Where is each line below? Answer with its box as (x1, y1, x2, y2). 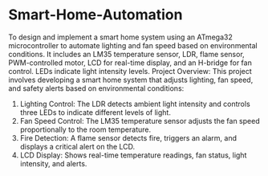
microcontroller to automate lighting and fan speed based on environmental (8, 40, 258, 50)
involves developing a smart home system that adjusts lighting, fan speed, (8, 75, 254, 84)
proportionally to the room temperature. (19, 125, 151, 134)
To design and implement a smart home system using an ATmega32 (8, 32, 233, 42)
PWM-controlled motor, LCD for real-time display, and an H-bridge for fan (8, 58, 253, 68)
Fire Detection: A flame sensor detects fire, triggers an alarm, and (19, 133, 238, 142)
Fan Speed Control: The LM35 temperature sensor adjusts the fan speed (19, 116, 260, 125)
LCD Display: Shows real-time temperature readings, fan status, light (19, 150, 247, 160)
